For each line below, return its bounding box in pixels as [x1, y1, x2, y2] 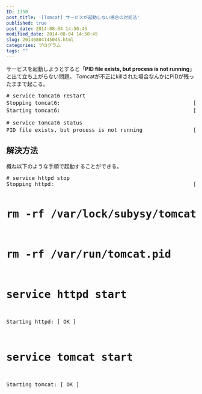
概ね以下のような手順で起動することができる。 [6, 162, 122, 170]
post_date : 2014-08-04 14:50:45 [6, 25, 87, 32]
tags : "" [6, 48, 28, 54]
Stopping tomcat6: [6, 99, 61, 106]
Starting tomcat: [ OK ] [6, 381, 79, 388]
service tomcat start [6, 350, 133, 364]
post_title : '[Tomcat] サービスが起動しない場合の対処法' [6, 14, 140, 20]
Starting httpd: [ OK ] [6, 318, 76, 325]
